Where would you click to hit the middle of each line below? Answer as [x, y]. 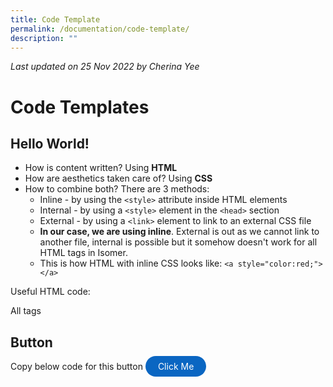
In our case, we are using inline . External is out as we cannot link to [179, 232]
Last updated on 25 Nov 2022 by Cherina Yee [105, 67]
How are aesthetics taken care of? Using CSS [118, 178]
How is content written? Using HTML [101, 168]
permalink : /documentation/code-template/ [100, 29]
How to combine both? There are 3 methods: [117, 189]
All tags [26, 311]
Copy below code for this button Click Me [102, 367]
